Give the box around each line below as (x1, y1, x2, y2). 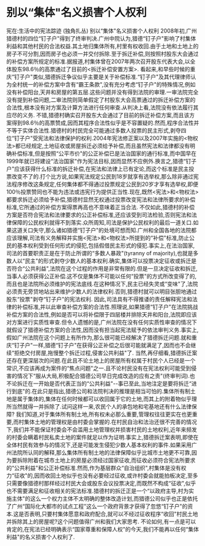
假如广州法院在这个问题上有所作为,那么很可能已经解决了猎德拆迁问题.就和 (6, 334, 192, 341)
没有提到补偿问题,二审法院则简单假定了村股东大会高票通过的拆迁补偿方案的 (6, 96, 196, 103)
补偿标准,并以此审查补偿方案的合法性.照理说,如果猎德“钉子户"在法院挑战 (17, 303, 198, 310)
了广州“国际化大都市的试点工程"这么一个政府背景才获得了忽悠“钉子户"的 (6, 502, 188, 510)
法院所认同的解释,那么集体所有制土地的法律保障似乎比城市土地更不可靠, (11, 448, 192, 456)
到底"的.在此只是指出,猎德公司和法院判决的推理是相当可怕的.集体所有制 (11, 387, 191, 394)
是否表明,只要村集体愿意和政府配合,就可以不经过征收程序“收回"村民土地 (18, 510, 198, 517)
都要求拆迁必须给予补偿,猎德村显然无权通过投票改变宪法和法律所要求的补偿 (6, 196, 196, 203)
